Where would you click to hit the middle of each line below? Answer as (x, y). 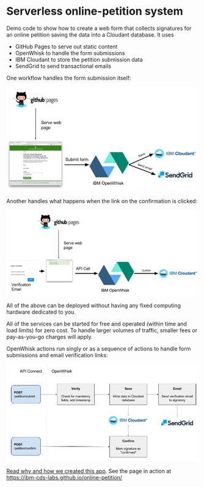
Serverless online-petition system (95, 11)
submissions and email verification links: (57, 355)
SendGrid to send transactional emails (63, 66)
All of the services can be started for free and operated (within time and (97, 324)
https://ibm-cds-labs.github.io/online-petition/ (64, 478)
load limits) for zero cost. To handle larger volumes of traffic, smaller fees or (102, 330)
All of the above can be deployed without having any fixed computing (94, 305)
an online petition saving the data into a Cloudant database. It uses (90, 34)
